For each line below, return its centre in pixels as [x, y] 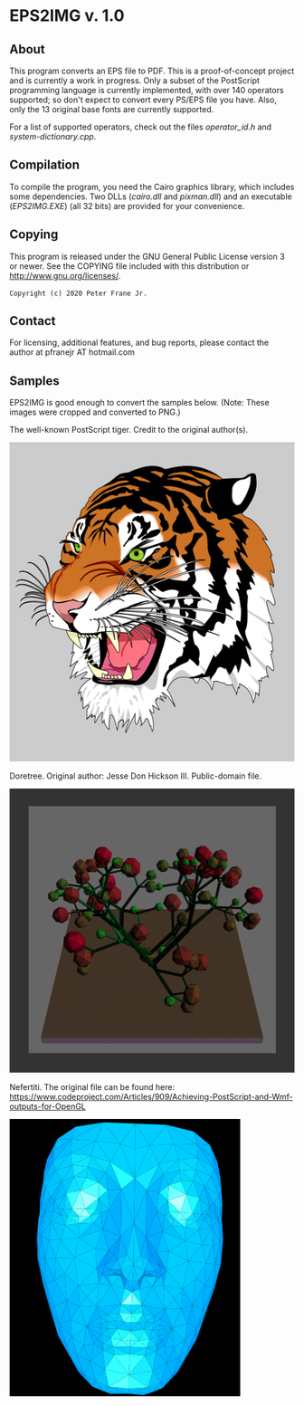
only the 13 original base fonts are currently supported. [112, 109]
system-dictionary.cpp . [53, 136]
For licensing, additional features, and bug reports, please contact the [139, 343]
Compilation [44, 165]
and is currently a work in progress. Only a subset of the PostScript [135, 81]
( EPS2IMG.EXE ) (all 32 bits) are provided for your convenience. [127, 206]
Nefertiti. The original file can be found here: [92, 1087]
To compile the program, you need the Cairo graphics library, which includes [152, 187]
